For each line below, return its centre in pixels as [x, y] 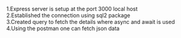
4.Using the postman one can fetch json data [63, 28]
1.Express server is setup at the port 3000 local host [72, 9]
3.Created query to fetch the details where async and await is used [91, 22]
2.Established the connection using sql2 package [68, 15]
